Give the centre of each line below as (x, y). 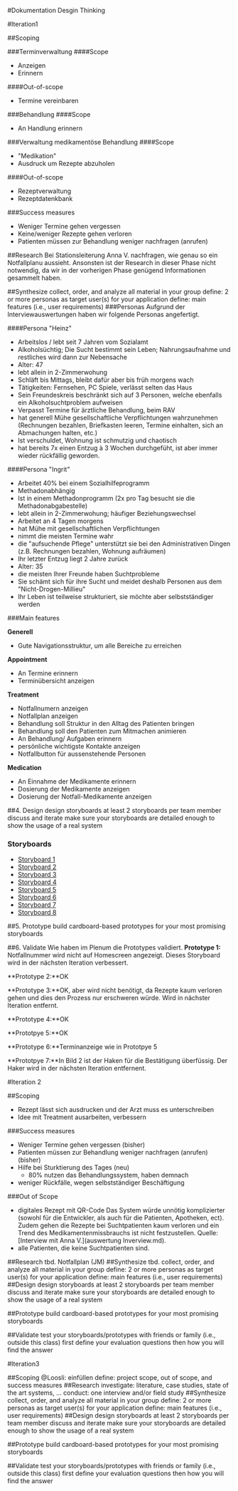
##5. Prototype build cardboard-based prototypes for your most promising (117, 926)
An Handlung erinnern (50, 128)
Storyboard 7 (37, 905)
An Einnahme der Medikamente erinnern (77, 781)
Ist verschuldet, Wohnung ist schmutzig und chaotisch (97, 440)
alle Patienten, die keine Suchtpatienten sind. (83, 1248)
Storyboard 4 (37, 882)
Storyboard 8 (37, 913)
